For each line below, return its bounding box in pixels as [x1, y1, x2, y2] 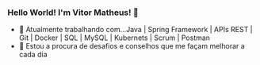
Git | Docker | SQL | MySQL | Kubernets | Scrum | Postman [18, 33, 211, 42]
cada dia [18, 50, 48, 60]
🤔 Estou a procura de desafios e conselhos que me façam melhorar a [18, 42, 245, 51]
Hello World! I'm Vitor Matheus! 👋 [7, 7, 140, 18]
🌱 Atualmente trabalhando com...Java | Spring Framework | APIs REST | [18, 25, 253, 34]
